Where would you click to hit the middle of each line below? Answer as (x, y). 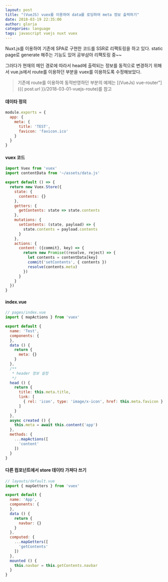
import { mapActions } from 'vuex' (43, 317)
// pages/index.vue (26, 312)
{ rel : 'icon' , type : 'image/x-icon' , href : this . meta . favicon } (93, 402)
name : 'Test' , (24, 331)
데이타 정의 (16, 101)
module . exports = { (26, 113)
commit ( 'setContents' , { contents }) (67, 262)
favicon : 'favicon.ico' (44, 131)
